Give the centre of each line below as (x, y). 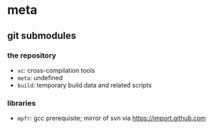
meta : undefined (40, 78)
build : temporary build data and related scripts (84, 85)
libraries (22, 103)
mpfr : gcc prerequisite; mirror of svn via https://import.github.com (112, 118)
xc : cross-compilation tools (56, 70)
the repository (32, 55)
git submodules (42, 36)
